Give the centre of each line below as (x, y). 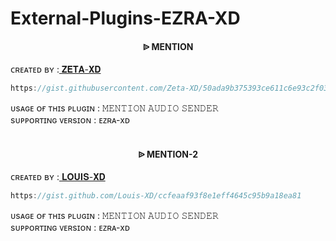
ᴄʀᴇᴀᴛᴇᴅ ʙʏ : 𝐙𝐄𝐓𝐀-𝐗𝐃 (56, 69)
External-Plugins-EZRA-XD (125, 18)
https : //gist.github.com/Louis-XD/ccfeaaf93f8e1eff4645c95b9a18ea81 (156, 196)
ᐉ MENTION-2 (168, 154)
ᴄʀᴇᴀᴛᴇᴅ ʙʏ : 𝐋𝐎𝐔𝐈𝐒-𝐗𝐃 (58, 177)
